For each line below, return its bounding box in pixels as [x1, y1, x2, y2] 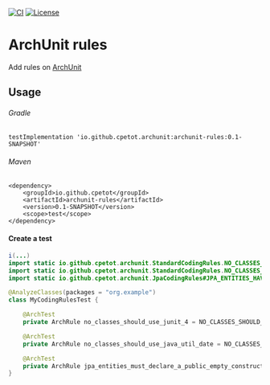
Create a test [8, 234, 52, 244]
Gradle [8, 108, 31, 117]
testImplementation [8, 133, 74, 141]
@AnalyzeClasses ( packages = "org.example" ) [8, 289, 157, 297]
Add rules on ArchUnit [8, 62, 82, 72]
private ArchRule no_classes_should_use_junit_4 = [22, 318, 196, 326]
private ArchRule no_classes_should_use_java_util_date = [22, 340, 221, 348]
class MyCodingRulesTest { [8, 296, 99, 305]
